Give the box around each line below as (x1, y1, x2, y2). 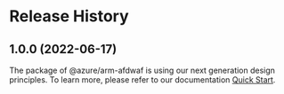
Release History (9, 6, 129, 27)
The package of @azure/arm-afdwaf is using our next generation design (9, 65, 276, 75)
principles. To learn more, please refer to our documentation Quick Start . (9, 74, 276, 85)
